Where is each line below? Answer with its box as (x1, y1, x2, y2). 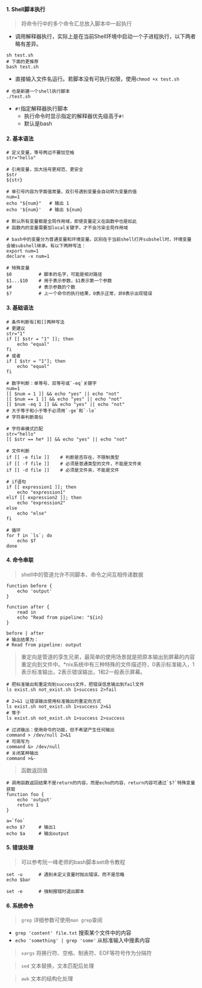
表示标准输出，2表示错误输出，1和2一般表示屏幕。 (20, 668, 146, 675)
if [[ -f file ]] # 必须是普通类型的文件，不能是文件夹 (6, 461, 142, 467)
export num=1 (6, 248, 39, 254)
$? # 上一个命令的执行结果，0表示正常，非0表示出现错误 (6, 290, 153, 297)
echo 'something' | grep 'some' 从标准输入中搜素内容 (14, 937, 150, 944)
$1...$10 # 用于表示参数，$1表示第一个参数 (6, 278, 112, 284)
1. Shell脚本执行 (6, 5, 46, 13)
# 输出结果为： (6, 636, 39, 643)
